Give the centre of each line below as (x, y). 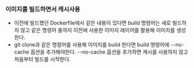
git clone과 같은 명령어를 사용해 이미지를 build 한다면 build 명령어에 (91, 45)
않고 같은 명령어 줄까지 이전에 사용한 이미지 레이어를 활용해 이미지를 (98, 30)
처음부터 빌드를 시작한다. (42, 59)
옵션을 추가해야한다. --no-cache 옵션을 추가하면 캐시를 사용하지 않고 (110, 52)
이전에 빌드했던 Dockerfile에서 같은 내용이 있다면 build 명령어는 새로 (92, 23)
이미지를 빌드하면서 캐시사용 (43, 9)
